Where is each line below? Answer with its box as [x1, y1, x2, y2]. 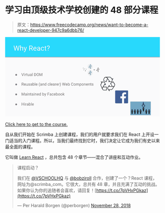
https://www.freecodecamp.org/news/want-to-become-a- [30, 22, 149, 28]
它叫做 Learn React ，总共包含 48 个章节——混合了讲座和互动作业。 [5, 154, 143, 160]
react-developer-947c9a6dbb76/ [17, 27, 84, 33]
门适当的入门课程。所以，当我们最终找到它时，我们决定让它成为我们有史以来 [5, 138, 160, 144]
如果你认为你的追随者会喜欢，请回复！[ [17, 187, 97, 193]
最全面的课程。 [5, 144, 35, 150]
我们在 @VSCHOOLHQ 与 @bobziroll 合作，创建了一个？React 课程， [17, 175, 157, 181]
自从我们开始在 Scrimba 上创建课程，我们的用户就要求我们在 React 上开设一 [5, 131, 159, 138]
